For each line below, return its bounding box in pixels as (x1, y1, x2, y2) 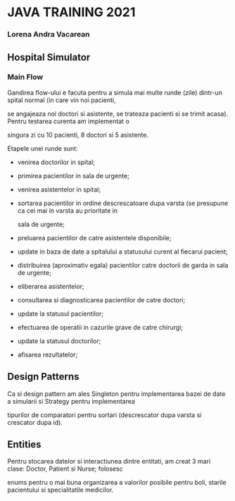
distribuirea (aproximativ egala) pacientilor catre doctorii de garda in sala (17, 261, 229, 269)
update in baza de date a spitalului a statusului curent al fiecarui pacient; (17, 247, 228, 256)
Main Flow (7, 72, 44, 82)
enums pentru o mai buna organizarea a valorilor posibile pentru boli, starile (7, 478, 227, 487)
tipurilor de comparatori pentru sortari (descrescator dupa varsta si (7, 410, 202, 419)
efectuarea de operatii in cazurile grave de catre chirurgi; (17, 323, 183, 331)
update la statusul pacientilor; (17, 309, 104, 318)
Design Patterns (7, 371, 80, 383)
